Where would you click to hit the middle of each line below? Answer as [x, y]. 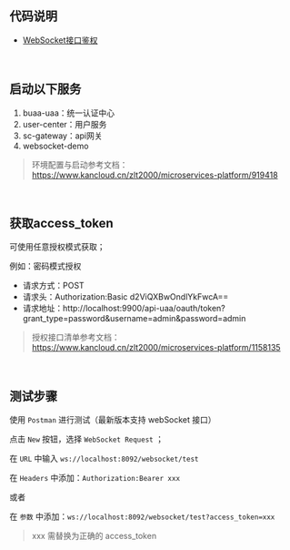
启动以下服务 [45, 89]
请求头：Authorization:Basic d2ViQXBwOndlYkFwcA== [125, 297]
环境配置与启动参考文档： [80, 164]
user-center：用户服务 [65, 124]
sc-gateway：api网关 [62, 136]
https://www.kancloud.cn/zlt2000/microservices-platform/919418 [155, 175]
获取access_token [61, 224]
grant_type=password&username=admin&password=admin [134, 319]
